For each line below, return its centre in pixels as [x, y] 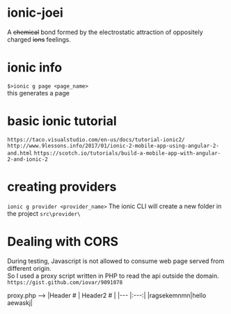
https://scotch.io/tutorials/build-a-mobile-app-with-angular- [127, 153]
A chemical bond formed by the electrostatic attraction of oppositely [105, 32]
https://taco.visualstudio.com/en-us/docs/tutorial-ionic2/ [96, 140]
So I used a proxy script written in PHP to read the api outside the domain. [113, 276]
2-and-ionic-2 [28, 159]
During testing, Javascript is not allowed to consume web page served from [116, 261]
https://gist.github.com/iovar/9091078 [65, 282]
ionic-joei [35, 13]
